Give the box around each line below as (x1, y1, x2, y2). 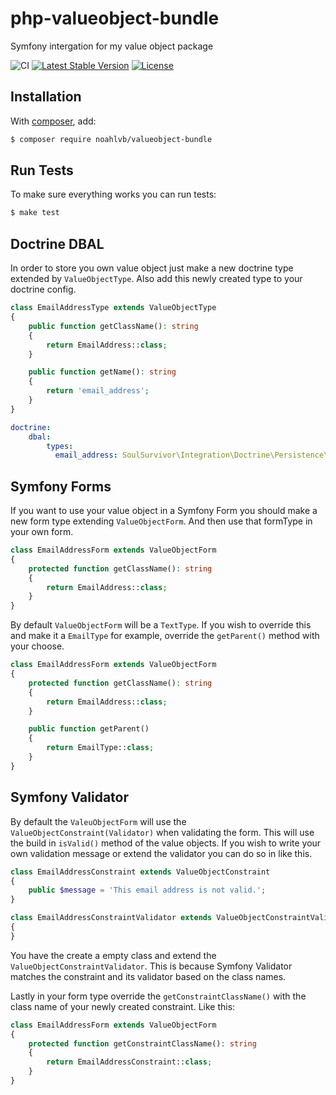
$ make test (10, 208, 60, 218)
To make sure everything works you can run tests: (10, 188, 217, 201)
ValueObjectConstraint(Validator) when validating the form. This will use (10, 826, 315, 838)
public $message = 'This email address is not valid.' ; (28, 885, 267, 896)
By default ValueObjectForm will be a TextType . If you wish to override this (10, 619, 312, 631)
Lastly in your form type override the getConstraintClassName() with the (10, 990, 307, 1002)
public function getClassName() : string (28, 321, 199, 331)
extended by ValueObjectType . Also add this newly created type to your (10, 273, 303, 285)
